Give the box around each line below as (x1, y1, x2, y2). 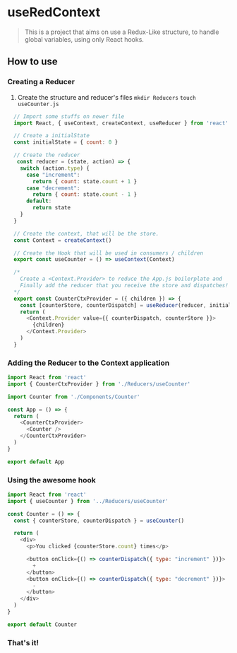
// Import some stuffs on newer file (13, 112, 125, 120)
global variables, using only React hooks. (24, 35, 145, 43)
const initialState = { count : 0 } (13, 139, 119, 146)
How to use (7, 56, 58, 68)
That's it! (7, 637, 39, 647)
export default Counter (7, 620, 78, 628)
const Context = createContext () (13, 236, 112, 244)
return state (32, 204, 71, 212)
